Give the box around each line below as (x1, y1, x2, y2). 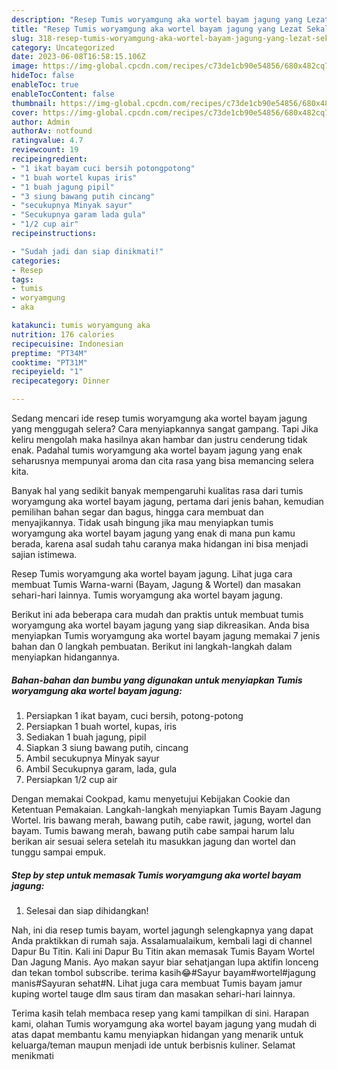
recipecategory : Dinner (11, 376, 111, 386)
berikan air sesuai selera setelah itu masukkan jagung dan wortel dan (11, 835, 296, 847)
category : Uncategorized (11, 42, 115, 53)
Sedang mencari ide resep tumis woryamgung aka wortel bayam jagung (11, 412, 308, 424)
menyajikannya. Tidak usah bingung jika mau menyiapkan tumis (11, 517, 274, 528)
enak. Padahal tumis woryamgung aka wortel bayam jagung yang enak (11, 444, 303, 456)
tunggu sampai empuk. (11, 846, 106, 858)
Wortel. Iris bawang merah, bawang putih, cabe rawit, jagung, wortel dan (11, 814, 311, 826)
